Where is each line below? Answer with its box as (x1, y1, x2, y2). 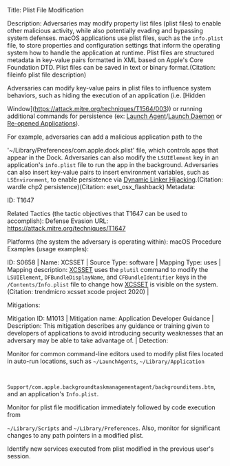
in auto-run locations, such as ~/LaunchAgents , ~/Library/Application (7, 357, 205, 365)
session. (7, 452, 31, 460)
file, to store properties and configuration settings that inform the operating (7, 41, 220, 49)
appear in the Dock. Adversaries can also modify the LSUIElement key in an (7, 153, 219, 162)
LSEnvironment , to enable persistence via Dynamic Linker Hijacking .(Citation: (7, 175, 224, 184)
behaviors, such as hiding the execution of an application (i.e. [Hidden (7, 91, 206, 99)
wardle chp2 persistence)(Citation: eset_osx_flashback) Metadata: (7, 183, 195, 191)
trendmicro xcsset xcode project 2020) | (34, 288, 149, 295)
